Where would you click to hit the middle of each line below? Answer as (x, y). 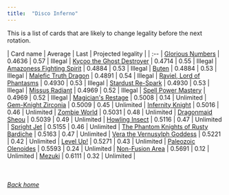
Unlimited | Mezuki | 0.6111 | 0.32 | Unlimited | (72, 156)
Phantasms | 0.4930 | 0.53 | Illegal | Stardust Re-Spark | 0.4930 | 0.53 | (108, 82)
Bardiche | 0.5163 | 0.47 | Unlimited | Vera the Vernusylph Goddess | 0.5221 (114, 134)
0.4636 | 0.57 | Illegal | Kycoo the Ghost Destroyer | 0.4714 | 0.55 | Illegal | (112, 61)
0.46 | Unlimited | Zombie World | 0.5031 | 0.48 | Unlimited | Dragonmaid (110, 112)
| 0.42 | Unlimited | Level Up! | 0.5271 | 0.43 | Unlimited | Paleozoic (101, 141)
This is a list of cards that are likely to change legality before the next (105, 33)
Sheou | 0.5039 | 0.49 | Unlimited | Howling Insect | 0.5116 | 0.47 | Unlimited (115, 119)
